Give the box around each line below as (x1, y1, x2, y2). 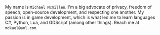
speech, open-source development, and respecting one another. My (5, 9, 144, 15)
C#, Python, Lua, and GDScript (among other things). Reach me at (5, 19, 140, 25)
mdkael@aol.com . (5, 25, 38, 31)
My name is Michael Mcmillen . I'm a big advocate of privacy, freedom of (5, 4, 152, 10)
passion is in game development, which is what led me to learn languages (5, 15, 156, 20)
